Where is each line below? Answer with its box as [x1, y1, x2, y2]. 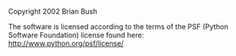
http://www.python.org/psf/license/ [8, 39, 125, 48]
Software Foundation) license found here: [8, 31, 145, 39]
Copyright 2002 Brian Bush [8, 7, 98, 16]
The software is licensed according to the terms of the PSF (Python [8, 22, 229, 31]
